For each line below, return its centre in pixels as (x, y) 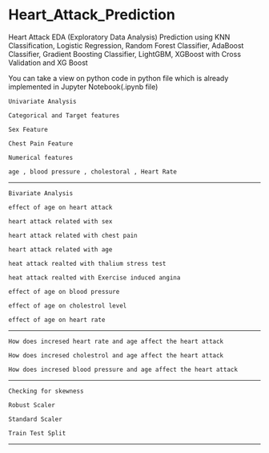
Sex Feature (28, 129)
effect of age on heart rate (57, 320)
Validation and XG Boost (48, 63)
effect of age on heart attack (60, 207)
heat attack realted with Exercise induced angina (94, 278)
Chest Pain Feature (41, 143)
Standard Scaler (35, 419)
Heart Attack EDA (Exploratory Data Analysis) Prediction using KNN (119, 37)
